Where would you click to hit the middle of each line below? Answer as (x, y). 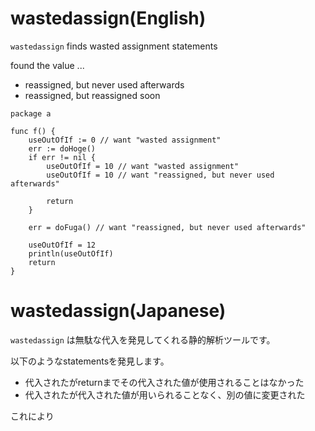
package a (31, 113)
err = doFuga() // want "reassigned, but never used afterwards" (167, 227)
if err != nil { (62, 157)
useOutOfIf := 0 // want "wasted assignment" (125, 140)
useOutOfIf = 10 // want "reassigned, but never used (160, 175)
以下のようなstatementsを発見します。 (90, 361)
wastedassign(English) (108, 18)
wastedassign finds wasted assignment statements (114, 46)
